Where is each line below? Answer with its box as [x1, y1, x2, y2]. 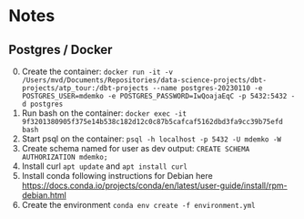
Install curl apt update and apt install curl [21, 161, 188, 172]
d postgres [21, 99, 64, 109]
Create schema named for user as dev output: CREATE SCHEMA [21, 143, 250, 153]
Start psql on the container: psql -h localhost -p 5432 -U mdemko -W [21, 133, 282, 144]
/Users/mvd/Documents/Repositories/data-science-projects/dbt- [21, 76, 268, 85]
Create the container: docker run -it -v [21, 66, 174, 77]
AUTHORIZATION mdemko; [21, 152, 108, 162]
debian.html [21, 190, 67, 201]
